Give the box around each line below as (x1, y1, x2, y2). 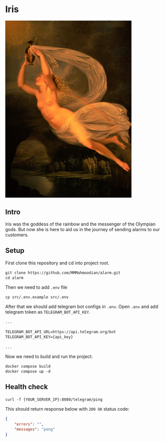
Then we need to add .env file (5, 284, 68, 290)
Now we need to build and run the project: (5, 353, 93, 360)
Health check (5, 383, 48, 391)
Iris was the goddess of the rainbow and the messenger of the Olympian (5, 221, 155, 227)
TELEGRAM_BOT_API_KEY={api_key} (5, 334, 73, 339)
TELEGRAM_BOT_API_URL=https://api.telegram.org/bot (5, 329, 116, 334)
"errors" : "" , (14, 421, 44, 427)
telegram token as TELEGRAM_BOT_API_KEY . (5, 308, 91, 315)
